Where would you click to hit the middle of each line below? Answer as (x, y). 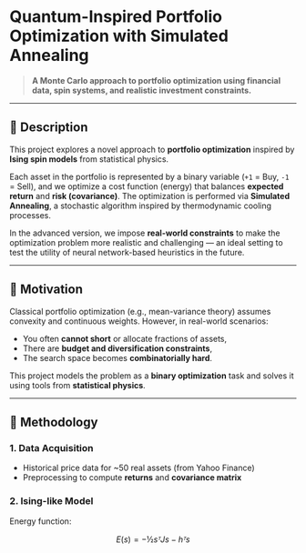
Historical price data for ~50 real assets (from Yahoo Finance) (138, 468)
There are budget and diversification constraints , (117, 348)
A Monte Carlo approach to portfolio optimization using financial (156, 80)
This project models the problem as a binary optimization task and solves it (152, 376)
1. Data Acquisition (51, 447)
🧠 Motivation (46, 290)
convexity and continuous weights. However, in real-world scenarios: (139, 321)
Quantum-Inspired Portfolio (116, 17)
